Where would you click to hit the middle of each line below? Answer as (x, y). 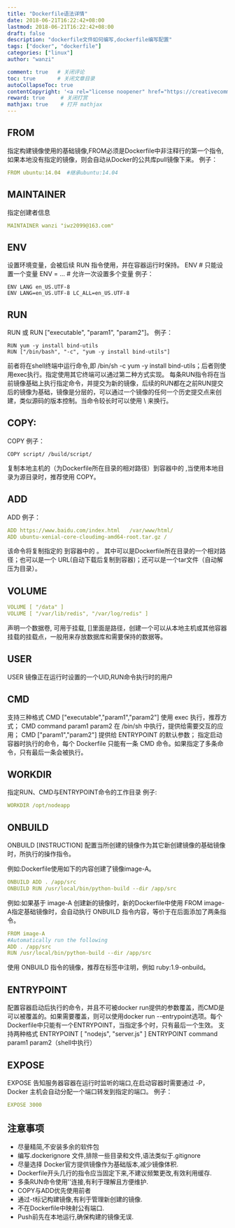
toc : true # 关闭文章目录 (51, 78)
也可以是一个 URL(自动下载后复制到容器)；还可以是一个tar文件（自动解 (121, 560)
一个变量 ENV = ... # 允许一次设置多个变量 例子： (83, 274)
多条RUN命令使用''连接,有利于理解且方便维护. (83, 1182)
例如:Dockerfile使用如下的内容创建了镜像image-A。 (81, 869)
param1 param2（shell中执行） (52, 1043)
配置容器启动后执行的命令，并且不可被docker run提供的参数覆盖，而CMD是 (116, 1008)
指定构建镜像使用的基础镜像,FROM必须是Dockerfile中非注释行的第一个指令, (115, 151)
